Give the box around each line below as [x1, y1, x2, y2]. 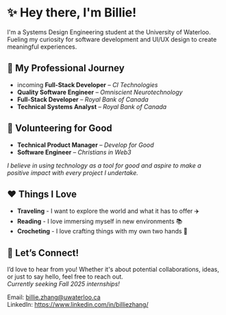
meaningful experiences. [7, 43, 77, 51]
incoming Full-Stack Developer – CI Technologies [16, 80, 158, 89]
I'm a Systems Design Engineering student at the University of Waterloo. [7, 27, 211, 36]
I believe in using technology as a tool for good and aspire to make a [7, 161, 202, 170]
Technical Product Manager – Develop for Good [16, 141, 154, 149]
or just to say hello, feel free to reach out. [7, 272, 123, 281]
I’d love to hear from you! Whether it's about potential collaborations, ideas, [7, 266, 219, 274]
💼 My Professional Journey [7, 62, 125, 74]
